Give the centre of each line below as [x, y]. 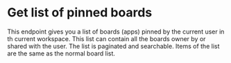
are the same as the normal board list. [61, 53]
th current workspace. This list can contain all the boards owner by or [106, 38]
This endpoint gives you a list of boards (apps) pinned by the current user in [116, 32]
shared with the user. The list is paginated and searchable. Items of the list [113, 46]
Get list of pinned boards [80, 13]
